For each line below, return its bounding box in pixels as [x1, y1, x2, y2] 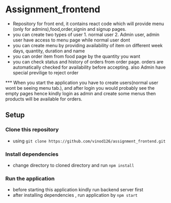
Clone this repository [5, 126, 59, 133]
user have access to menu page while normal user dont [12, 37, 131, 43]
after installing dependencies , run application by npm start [12, 192, 138, 198]
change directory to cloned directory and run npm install [12, 162, 135, 168]
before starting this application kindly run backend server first [12, 187, 143, 193]
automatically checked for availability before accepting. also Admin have [12, 64, 166, 70]
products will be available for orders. [5, 96, 83, 102]
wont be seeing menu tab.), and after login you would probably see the [5, 85, 155, 91]
